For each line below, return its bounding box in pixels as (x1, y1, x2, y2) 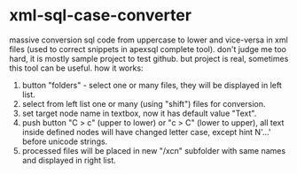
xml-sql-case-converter (9, 5, 192, 26)
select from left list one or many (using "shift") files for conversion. (21, 98, 266, 109)
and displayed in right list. (21, 155, 117, 165)
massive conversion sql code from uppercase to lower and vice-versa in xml (9, 34, 288, 45)
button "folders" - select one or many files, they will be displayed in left (21, 79, 282, 90)
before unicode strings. (21, 136, 108, 147)
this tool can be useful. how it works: (9, 63, 144, 73)
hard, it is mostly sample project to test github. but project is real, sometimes (9, 53, 289, 64)
